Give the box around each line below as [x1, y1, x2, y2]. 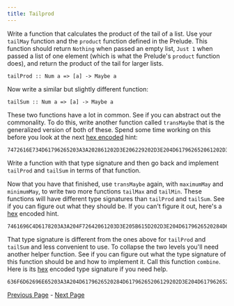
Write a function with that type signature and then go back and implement [7, 159, 219, 167]
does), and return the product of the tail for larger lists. [7, 59, 164, 67]
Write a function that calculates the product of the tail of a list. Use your [7, 29, 212, 38]
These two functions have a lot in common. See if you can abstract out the [7, 110, 221, 119]
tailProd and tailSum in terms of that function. [7, 166, 141, 175]
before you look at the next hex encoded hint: [7, 133, 138, 141]
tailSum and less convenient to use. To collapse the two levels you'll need [7, 242, 219, 251]
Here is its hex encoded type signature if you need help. [7, 265, 169, 273]
